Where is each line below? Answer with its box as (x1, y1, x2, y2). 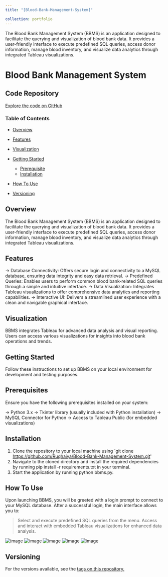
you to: (5, 508, 20, 514)
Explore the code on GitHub (5, 103, 63, 109)
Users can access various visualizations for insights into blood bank (5, 333, 145, 339)
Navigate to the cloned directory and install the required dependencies (12, 458, 159, 464)
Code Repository (5, 89, 59, 98)
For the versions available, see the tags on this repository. (5, 566, 124, 572)
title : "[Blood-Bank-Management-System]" (5, 7, 93, 13)
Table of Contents (5, 115, 50, 122)
